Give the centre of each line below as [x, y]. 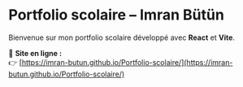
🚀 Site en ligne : [35, 53]
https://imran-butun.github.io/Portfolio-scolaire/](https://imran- [127, 62]
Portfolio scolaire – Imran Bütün [117, 15]
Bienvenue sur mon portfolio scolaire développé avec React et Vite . [122, 37]
